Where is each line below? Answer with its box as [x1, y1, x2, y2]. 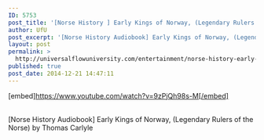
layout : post [8, 41, 51, 48]
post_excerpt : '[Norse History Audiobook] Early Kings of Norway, [8, 33, 230, 41]
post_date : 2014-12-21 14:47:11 [8, 70, 114, 77]
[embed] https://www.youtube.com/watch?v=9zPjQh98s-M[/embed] [8, 91, 229, 100]
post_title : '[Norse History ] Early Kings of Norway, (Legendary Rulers [8, 19, 255, 27]
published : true [8, 63, 61, 70]
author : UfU [8, 26, 47, 34]
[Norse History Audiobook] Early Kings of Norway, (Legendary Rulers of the [8, 114, 254, 124]
